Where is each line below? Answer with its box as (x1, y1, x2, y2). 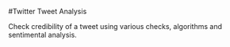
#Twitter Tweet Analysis (8, 7, 87, 16)
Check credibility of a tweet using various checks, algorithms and (8, 22, 222, 31)
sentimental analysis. (8, 31, 77, 39)
